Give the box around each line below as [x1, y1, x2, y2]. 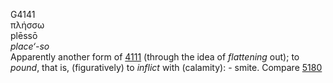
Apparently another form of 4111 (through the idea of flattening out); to [10, 51, 300, 63]
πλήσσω [10, 19, 45, 31]
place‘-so [10, 40, 50, 52]
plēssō [10, 30, 38, 41]
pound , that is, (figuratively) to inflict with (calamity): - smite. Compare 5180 [10, 62, 323, 73]
